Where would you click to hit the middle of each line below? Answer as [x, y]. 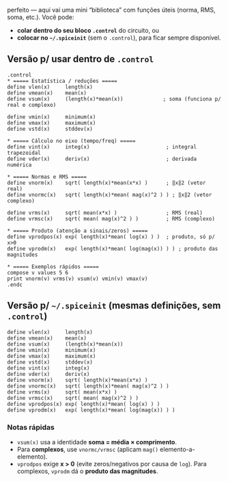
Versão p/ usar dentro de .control [81, 59]
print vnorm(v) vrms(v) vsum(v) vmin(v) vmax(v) [77, 279]
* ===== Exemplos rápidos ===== [53, 266]
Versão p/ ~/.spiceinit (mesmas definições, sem [114, 306]
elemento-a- [178, 449]
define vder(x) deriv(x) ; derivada [102, 159]
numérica [19, 165]
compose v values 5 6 [38, 272]
